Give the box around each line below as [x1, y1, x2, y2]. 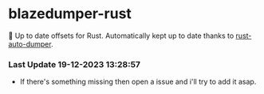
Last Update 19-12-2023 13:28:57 [8, 58, 141, 70]
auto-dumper [8, 39, 52, 48]
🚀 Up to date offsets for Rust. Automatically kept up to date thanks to [8, 31, 234, 40]
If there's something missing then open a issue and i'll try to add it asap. [19, 77, 257, 87]
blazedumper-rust [8, 5, 132, 23]
